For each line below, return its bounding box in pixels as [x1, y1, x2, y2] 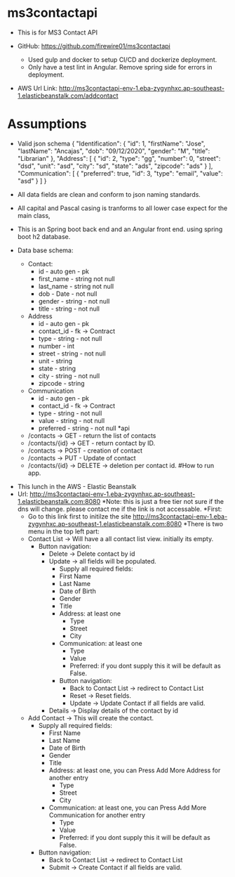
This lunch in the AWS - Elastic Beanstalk [17, 482, 137, 491]
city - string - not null [38, 371, 100, 380]
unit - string [38, 356, 72, 365]
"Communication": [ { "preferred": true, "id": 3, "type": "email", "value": [17, 169, 223, 177]
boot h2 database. [17, 232, 71, 240]
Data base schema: [17, 246, 74, 254]
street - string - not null [38, 349, 107, 358]
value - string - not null [38, 416, 105, 424]
